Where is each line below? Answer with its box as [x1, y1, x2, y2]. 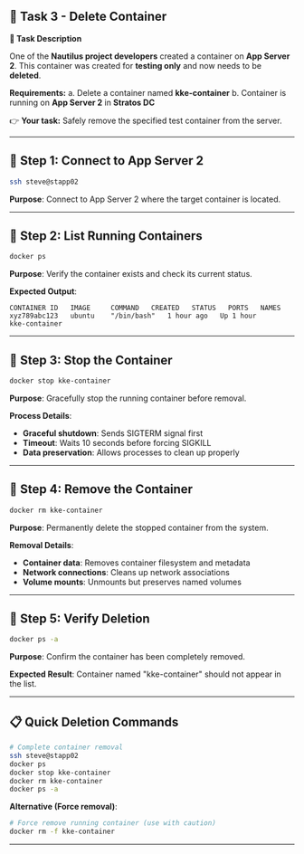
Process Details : [9, 410, 72, 421]
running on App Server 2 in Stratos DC [9, 97, 156, 108]
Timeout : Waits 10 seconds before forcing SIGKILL [22, 437, 212, 448]
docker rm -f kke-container [9, 827, 116, 837]
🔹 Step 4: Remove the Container [9, 481, 193, 498]
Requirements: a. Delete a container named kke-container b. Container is [9, 87, 287, 98]
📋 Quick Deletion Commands [9, 714, 179, 729]
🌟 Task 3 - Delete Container [9, 9, 167, 24]
